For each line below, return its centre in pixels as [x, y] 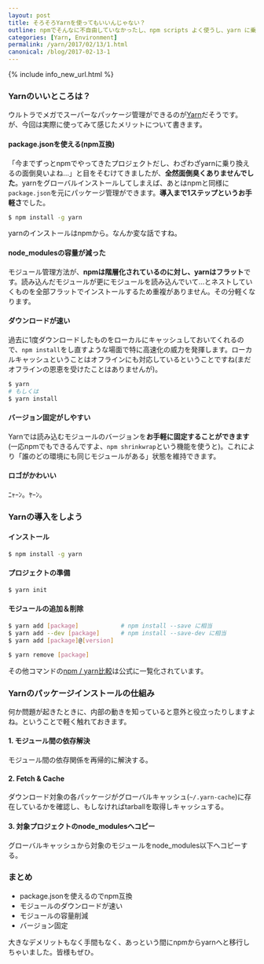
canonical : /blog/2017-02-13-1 [59, 52]
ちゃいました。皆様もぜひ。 [53, 951]
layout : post [29, 15]
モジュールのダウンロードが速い [71, 906]
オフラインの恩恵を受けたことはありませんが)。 [85, 369]
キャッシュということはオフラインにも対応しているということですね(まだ [133, 359]
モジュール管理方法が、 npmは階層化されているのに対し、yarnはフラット [126, 271]
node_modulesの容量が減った [57, 252]
